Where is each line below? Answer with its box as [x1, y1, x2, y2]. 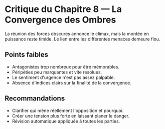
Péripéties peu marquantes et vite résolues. [12, 69, 102, 75]
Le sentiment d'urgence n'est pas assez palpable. [12, 74, 115, 80]
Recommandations [5, 94, 65, 103]
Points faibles [5, 50, 49, 59]
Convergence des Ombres [5, 14, 116, 25]
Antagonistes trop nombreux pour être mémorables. [12, 63, 120, 69]
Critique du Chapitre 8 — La [5, 3, 122, 15]
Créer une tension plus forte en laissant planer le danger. [12, 112, 130, 118]
